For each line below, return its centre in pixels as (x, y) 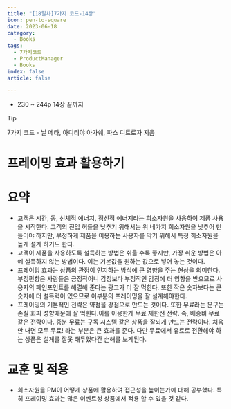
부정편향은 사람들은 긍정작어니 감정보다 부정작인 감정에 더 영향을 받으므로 (116, 278)
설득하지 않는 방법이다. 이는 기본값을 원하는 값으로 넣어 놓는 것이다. (115, 261)
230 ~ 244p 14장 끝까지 (50, 104)
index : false (26, 71)
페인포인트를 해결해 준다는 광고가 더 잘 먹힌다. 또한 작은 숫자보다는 (125, 287)
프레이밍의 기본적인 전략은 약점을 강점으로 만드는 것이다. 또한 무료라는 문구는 (121, 305)
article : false (29, 78)
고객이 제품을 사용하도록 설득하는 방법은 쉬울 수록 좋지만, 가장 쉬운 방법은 (116, 253)
